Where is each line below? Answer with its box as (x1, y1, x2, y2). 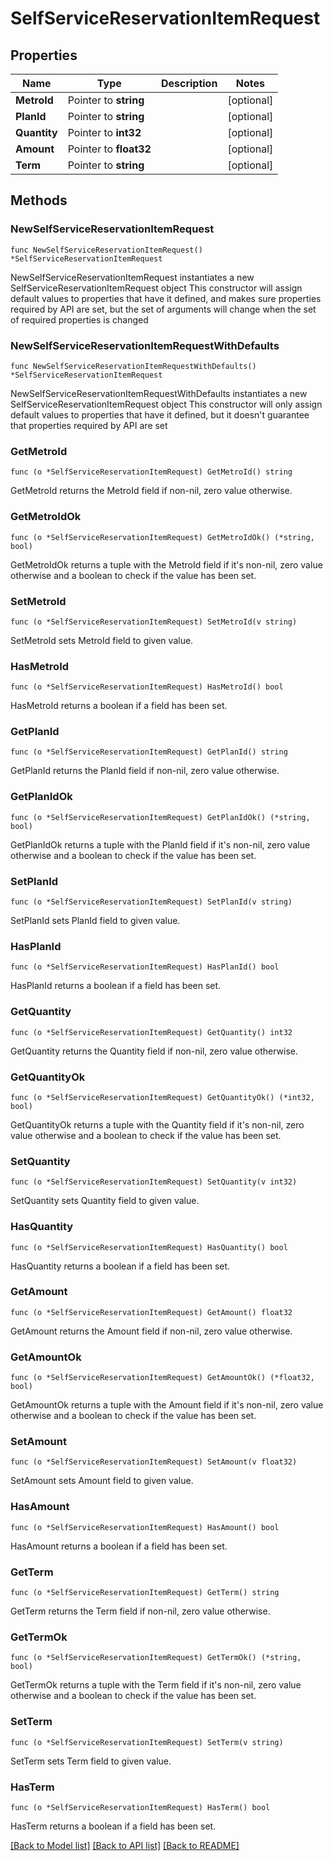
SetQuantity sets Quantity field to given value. (10, 1195, 200, 1207)
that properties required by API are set (10, 419, 168, 431)
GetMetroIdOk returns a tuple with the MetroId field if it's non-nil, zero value (10, 558, 323, 571)
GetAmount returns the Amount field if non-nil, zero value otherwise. (10, 1325, 293, 1337)
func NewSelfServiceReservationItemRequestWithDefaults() (10, 361, 257, 371)
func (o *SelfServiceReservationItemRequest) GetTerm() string (10, 1588, 280, 1598)
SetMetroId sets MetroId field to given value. (10, 634, 194, 646)
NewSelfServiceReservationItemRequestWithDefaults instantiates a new (10, 387, 308, 399)
